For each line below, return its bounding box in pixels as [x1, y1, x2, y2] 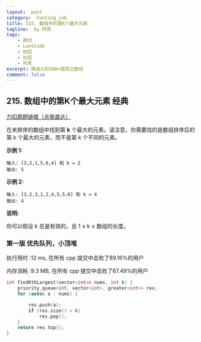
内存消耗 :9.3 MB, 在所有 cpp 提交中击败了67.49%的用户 [6, 267, 148, 275]
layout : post [6, 9, 43, 15]
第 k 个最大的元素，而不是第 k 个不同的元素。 [6, 134, 121, 141]
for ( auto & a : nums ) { [17, 291, 78, 297]
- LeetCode [17, 43, 45, 50]
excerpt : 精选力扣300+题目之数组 [6, 65, 84, 72]
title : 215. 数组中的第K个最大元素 [6, 20, 88, 26]
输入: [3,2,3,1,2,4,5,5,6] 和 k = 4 [6, 191, 97, 198]
